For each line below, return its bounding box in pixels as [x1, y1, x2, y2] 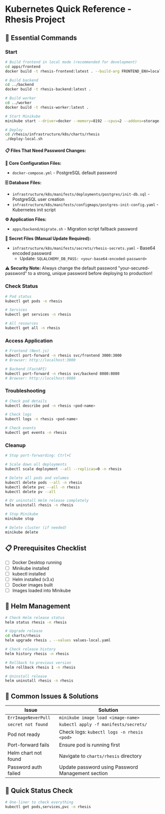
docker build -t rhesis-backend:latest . [5, 87, 91, 92]
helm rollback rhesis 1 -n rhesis [5, 665, 76, 670]
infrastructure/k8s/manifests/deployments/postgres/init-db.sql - [12, 191, 150, 197]
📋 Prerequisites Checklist [5, 544, 87, 552]
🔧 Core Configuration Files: [5, 160, 61, 166]
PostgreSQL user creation [12, 196, 65, 202]
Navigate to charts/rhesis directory [58, 753, 142, 760]
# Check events [5, 426, 36, 430]
